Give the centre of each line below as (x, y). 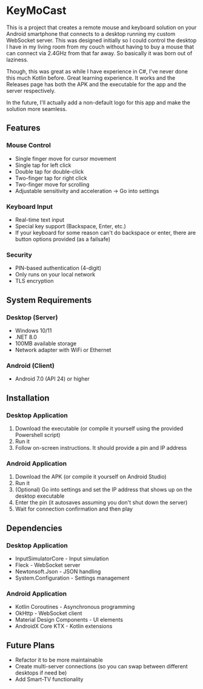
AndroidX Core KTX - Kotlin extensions (64, 626)
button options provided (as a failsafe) (63, 239)
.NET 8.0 (26, 337)
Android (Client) (30, 365)
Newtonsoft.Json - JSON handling (58, 571)
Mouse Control (29, 145)
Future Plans (31, 645)
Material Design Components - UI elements (69, 620)
